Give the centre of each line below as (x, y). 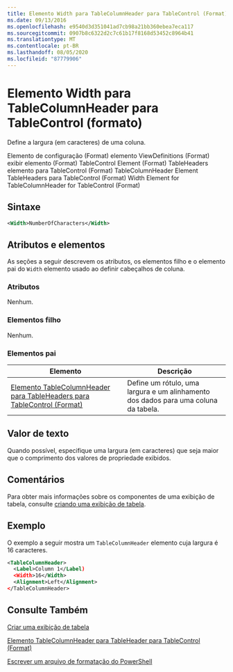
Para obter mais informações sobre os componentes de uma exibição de (111, 496)
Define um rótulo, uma (163, 383)
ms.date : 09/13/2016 (37, 20)
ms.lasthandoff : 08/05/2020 (48, 53)
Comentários (36, 480)
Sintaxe (24, 207)
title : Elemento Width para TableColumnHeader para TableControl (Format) (118, 14)
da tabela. (143, 409)
